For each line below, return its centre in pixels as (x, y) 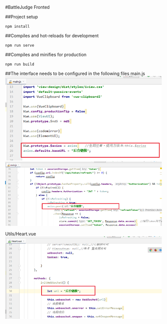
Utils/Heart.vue (21, 234)
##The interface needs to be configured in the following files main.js (75, 73)
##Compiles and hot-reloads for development (52, 36)
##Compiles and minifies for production (46, 55)
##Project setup (22, 17)
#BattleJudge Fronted (27, 7)
